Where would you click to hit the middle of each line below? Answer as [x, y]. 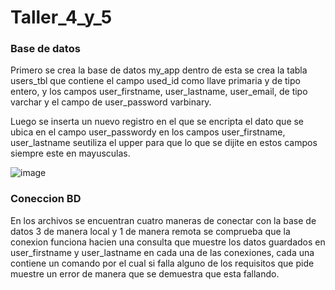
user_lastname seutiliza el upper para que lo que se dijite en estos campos [164, 143]
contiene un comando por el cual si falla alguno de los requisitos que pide [162, 263]
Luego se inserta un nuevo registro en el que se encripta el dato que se [157, 122]
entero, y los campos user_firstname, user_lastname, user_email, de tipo [159, 92]
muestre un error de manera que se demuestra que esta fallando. [145, 273]
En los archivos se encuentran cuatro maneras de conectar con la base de [163, 220]
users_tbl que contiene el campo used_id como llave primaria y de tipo [155, 81]
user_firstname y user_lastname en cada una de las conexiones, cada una [162, 252]
